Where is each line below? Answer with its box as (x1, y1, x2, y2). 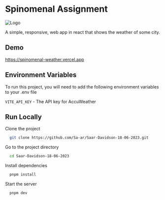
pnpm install (9, 172, 36, 177)
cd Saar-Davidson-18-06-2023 (9, 154, 69, 159)
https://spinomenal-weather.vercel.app (5, 57, 85, 62)
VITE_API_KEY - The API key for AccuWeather (5, 98, 96, 104)
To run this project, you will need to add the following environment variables (5, 84, 159, 89)
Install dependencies (5, 163, 48, 169)
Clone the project (5, 126, 40, 132)
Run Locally (5, 113, 42, 121)
